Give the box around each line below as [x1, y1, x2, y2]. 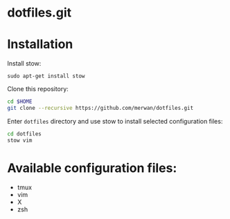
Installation [7, 37, 73, 53]
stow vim [7, 137, 33, 144]
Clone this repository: [7, 85, 69, 93]
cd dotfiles [7, 130, 42, 137]
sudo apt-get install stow [7, 73, 85, 80]
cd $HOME [7, 98, 33, 105]
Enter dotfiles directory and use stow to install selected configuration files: [7, 117, 223, 125]
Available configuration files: [7, 160, 177, 175]
